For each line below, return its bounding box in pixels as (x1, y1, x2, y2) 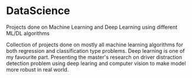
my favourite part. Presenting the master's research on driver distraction (6, 53, 182, 60)
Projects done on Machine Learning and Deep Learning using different (6, 23, 178, 30)
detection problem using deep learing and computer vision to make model (6, 60, 186, 67)
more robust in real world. (6, 66, 69, 73)
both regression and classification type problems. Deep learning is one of (6, 47, 185, 54)
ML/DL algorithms (6, 29, 50, 36)
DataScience (6, 4, 70, 18)
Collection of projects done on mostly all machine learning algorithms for (6, 41, 183, 48)
